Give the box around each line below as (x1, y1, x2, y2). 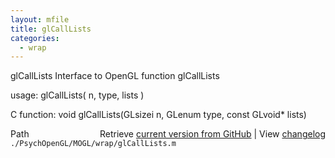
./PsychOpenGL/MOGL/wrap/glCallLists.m (10, 139, 177, 149)
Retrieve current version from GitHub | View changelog (99, 128, 326, 140)
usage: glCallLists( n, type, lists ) (10, 89, 145, 101)
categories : (10, 33, 60, 43)
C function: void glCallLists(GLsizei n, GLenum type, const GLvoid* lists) (10, 109, 307, 121)
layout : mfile (10, 14, 70, 25)
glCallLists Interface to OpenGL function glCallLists (10, 70, 220, 82)
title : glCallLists (10, 24, 92, 34)
